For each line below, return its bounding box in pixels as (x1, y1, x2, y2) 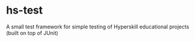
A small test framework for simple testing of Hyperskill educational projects (6, 23, 190, 30)
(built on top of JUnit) (6, 29, 58, 36)
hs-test (6, 4, 43, 17)
